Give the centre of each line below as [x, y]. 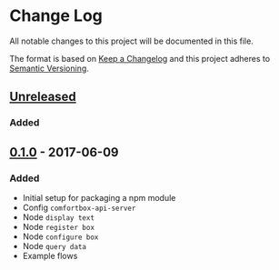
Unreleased [43, 97]
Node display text [59, 217]
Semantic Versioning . [49, 68]
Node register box [59, 226]
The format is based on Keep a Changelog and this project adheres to [140, 58]
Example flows [50, 255]
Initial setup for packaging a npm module [99, 197]
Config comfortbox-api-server [79, 207]
